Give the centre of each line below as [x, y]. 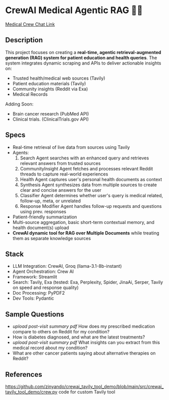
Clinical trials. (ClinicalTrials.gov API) [51, 119]
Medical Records [30, 94]
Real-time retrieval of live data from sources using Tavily [71, 147]
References [24, 375]
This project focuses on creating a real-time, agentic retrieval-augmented [83, 52]
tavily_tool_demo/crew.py [32, 392]
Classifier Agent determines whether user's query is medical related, [91, 195]
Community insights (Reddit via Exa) [50, 89]
